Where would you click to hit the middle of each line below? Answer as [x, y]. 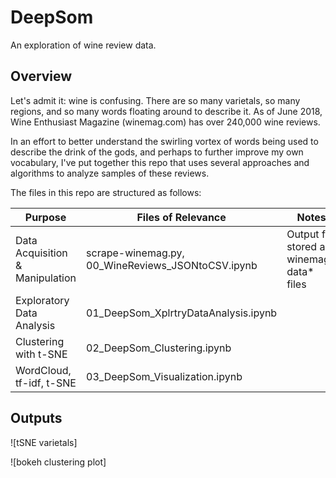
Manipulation [46, 278]
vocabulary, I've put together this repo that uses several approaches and [160, 162]
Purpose [45, 217]
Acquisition [41, 253]
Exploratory [42, 300]
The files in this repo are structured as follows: [106, 192]
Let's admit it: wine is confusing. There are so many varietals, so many [155, 100]
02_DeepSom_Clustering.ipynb [159, 348]
